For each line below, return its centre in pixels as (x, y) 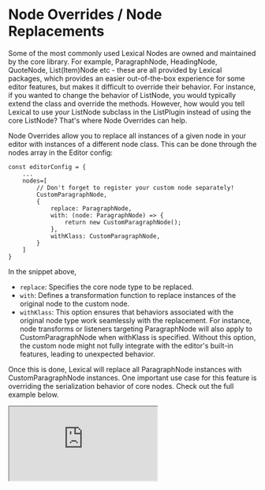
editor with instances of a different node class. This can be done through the (132, 144)
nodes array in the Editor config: (60, 153)
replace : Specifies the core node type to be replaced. (106, 287)
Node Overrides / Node (85, 15)
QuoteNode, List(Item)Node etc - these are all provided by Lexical (115, 70)
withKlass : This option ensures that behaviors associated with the (127, 312)
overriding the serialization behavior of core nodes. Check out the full (121, 386)
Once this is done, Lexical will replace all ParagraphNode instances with (125, 369)
